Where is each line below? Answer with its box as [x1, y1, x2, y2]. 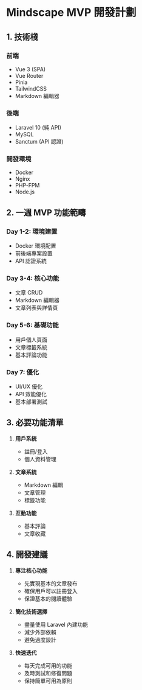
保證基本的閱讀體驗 [24, 594, 73, 602]
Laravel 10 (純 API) [15, 124, 62, 131]
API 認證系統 [15, 257, 47, 265]
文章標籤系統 [15, 343, 47, 350]
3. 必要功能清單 [6, 417, 64, 428]
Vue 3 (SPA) [15, 65, 46, 73]
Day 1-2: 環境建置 [6, 227, 58, 235]
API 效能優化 [15, 391, 47, 398]
